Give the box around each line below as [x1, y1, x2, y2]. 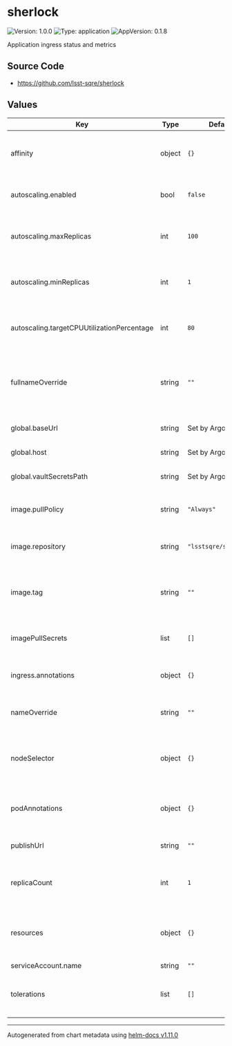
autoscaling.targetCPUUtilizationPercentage [10, 323, 154, 333]
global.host [10, 447, 47, 457]
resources [10, 928, 43, 937]
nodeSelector [10, 753, 55, 763]
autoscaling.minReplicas [10, 277, 90, 287]
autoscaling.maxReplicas [10, 231, 92, 241]
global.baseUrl [10, 423, 59, 433]
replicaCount [10, 877, 53, 887]
